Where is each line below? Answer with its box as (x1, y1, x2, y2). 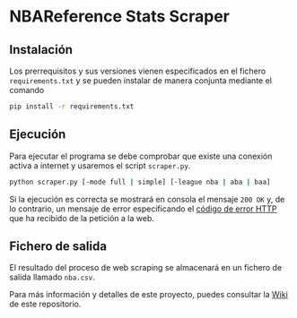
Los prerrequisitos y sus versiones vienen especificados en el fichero (9, 65, 266, 76)
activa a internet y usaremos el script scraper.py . (9, 159, 191, 171)
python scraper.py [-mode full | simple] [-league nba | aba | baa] (9, 177, 271, 186)
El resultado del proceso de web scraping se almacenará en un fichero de (9, 262, 283, 273)
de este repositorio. (9, 298, 82, 310)
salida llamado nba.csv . (9, 271, 96, 283)
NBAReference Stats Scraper (9, 6, 231, 27)
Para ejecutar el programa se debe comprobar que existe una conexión (9, 150, 273, 161)
